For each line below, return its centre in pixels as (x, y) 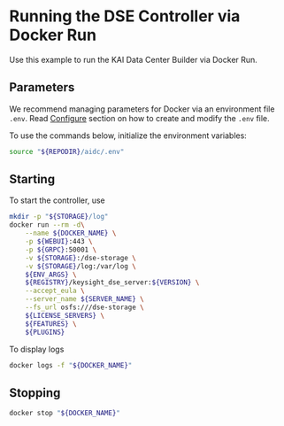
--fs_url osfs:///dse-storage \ (84, 307)
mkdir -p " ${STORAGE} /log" (59, 217)
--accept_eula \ (55, 291)
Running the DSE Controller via (125, 16)
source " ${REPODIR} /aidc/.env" (67, 151)
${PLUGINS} (45, 332)
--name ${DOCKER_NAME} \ (71, 233)
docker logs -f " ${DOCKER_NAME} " (71, 365)
